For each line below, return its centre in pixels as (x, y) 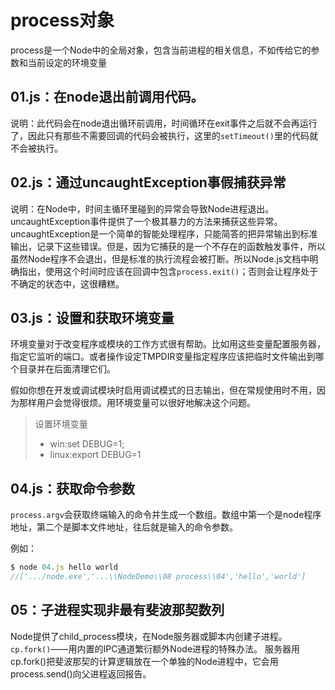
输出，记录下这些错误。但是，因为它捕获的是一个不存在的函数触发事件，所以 (168, 246)
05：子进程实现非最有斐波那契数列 (117, 610)
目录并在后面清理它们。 (67, 369)
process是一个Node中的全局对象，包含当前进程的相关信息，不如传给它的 (161, 50)
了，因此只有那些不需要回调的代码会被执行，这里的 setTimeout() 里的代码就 (164, 135)
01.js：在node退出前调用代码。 (107, 97)
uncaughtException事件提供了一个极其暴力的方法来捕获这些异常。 (146, 221)
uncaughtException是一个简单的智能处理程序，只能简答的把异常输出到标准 (164, 233)
